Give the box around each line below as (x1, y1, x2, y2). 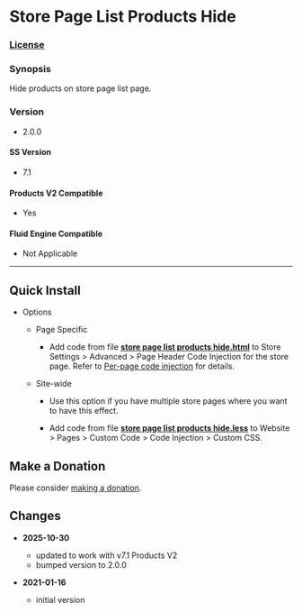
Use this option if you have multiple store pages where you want (49, 396, 288, 406)
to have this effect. (49, 406, 119, 416)
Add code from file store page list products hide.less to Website (49, 423, 290, 434)
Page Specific (35, 324, 88, 335)
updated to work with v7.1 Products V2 (35, 550, 178, 561)
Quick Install (9, 282, 81, 298)
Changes (9, 508, 61, 524)
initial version (35, 594, 85, 605)
